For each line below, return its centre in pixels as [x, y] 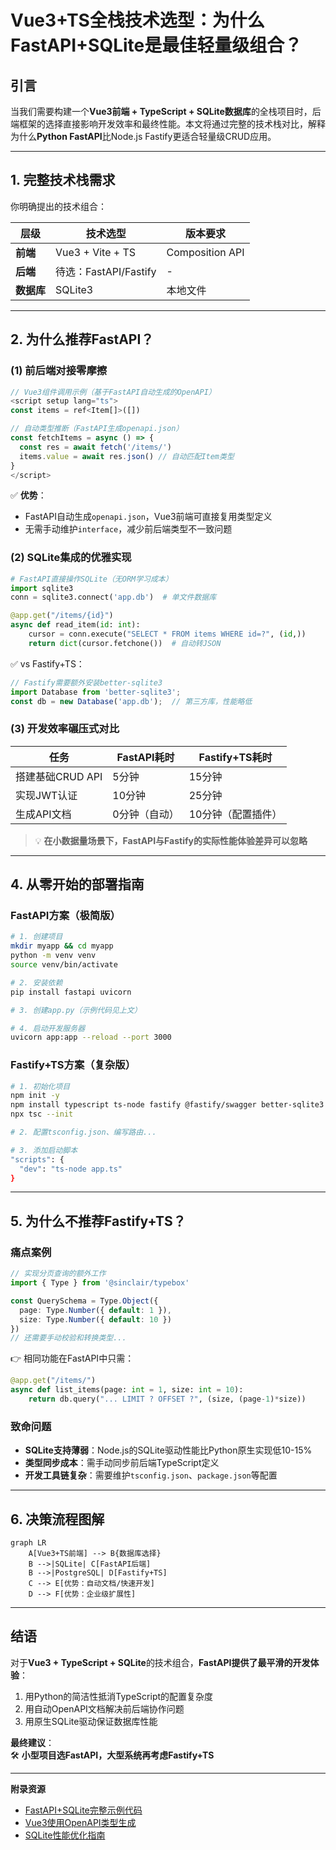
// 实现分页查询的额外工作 [58, 1274]
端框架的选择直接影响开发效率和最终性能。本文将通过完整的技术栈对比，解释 [168, 124]
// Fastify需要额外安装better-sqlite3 [86, 682]
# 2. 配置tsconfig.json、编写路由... [83, 1132]
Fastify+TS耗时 [235, 757]
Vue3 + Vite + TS [96, 252]
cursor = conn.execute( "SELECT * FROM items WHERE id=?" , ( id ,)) [167, 634]
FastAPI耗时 [145, 757]
